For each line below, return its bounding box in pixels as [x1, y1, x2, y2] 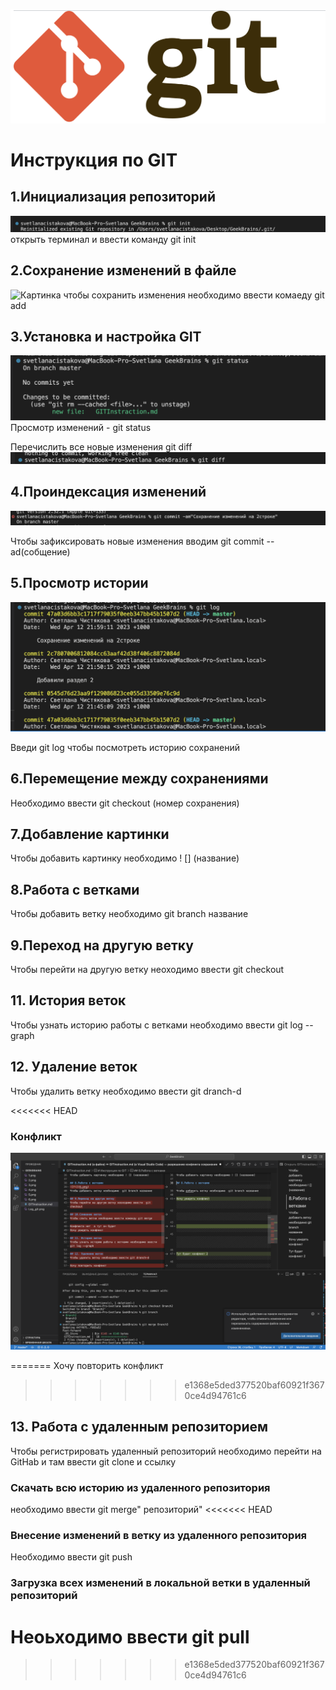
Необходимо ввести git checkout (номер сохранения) [10, 797, 240, 809]
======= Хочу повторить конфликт [10, 1360, 164, 1371]
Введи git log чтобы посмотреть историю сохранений [10, 741, 240, 753]
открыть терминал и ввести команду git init [10, 233, 197, 245]
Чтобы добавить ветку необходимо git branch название [10, 908, 249, 920]
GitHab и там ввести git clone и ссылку [10, 1455, 177, 1468]
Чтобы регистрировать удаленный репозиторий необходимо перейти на [10, 1445, 322, 1457]
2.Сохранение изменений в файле [10, 262, 237, 279]
